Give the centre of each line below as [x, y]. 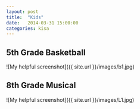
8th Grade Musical [41, 85]
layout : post [22, 12]
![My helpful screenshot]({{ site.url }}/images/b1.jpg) [71, 67]
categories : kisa [28, 28]
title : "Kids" [25, 17]
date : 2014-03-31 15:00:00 [42, 23]
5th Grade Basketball [46, 52]
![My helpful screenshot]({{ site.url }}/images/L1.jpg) [70, 99]
